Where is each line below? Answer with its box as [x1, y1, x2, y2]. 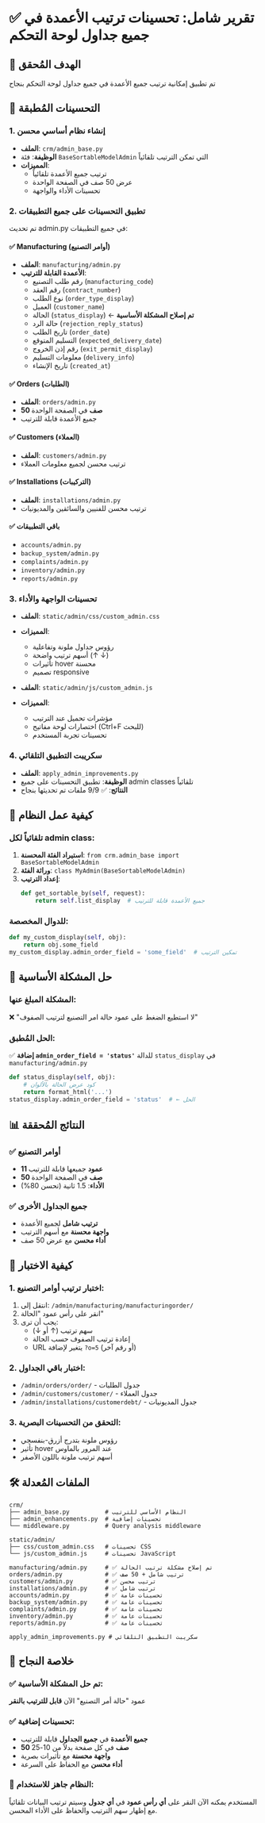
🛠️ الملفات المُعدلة [9, 1476, 90, 1490]
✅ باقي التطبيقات [9, 521, 60, 532]
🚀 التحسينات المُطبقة [9, 102, 101, 115]
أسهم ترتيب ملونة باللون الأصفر [20, 1452, 113, 1461]
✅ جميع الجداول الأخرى [9, 1201, 88, 1212]
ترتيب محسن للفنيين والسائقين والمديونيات [20, 503, 147, 512]
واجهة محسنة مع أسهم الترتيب [20, 1227, 109, 1237]
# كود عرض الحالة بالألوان [23, 1080, 96, 1088]
